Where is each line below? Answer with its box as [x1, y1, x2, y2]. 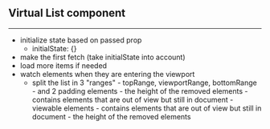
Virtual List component [8, 6, 126, 20]
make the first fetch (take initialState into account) [19, 52, 186, 62]
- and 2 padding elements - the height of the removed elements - [31, 86, 248, 95]
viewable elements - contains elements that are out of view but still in [31, 103, 262, 113]
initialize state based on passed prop [19, 35, 142, 45]
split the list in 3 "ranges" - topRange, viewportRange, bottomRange [31, 78, 257, 87]
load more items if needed [19, 60, 107, 71]
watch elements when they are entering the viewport [19, 69, 195, 79]
